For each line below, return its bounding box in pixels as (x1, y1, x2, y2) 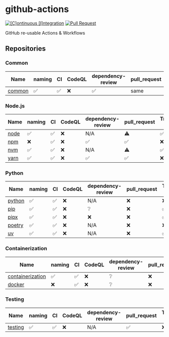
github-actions (5, 4, 69, 15)
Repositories (5, 44, 46, 53)
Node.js (5, 102, 25, 109)
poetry (8, 222, 24, 229)
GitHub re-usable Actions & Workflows (5, 30, 86, 36)
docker (8, 281, 25, 288)
